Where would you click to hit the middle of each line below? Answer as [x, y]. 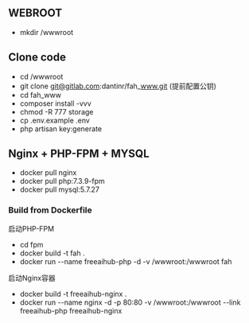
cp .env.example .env [54, 120]
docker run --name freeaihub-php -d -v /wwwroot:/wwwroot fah [126, 261]
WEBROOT [35, 13]
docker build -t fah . [52, 253]
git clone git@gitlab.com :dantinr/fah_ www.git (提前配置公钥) [118, 86]
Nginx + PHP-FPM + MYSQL [79, 154]
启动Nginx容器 [32, 278]
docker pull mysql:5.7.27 [59, 189]
